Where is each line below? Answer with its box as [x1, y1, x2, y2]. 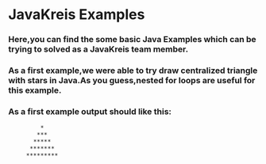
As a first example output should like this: [8, 105, 172, 116]
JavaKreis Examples [8, 6, 145, 24]
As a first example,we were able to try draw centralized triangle [8, 65, 258, 76]
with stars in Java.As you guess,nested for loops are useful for [8, 75, 256, 86]
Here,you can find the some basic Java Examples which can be [8, 34, 256, 45]
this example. [8, 85, 62, 96]
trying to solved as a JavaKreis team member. [8, 44, 189, 55]
